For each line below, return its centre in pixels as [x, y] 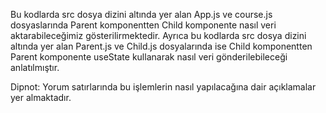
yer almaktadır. [41, 97]
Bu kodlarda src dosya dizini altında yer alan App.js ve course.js [141, 14]
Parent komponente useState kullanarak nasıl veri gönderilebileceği [149, 57]
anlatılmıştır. [35, 67]
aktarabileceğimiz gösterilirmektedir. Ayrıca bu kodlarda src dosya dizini [158, 35]
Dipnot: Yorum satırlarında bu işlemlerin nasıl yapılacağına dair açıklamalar [163, 87]
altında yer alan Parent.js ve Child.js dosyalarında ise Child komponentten [161, 46]
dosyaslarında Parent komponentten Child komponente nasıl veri [143, 25]
